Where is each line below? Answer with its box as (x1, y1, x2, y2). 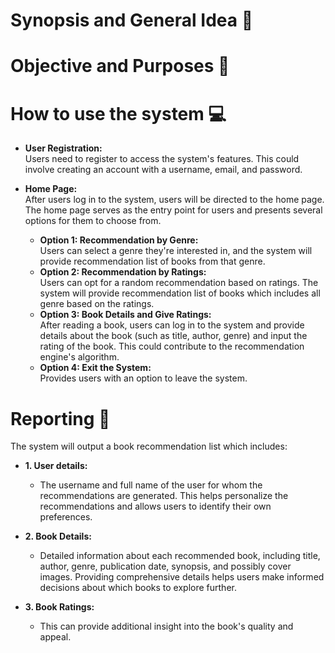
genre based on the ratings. (39, 298, 155, 310)
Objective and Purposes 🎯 (10, 55, 230, 78)
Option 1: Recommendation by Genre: (39, 234, 199, 246)
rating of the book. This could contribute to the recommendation (39, 340, 305, 353)
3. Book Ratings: (24, 601, 95, 613)
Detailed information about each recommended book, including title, (39, 550, 321, 562)
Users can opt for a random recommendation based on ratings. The (39, 277, 319, 289)
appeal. (39, 631, 72, 643)
